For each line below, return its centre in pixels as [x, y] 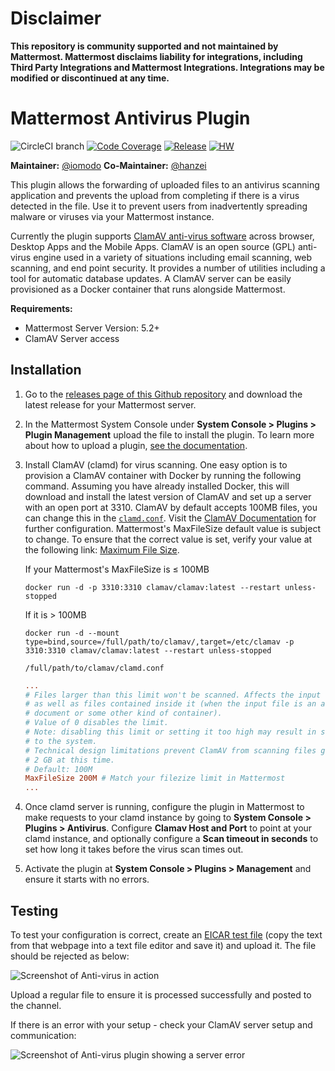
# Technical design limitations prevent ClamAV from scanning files [170, 750]
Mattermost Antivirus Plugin [130, 118]
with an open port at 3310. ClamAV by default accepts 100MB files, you [171, 507]
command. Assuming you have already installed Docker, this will [157, 486]
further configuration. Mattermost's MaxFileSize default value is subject [172, 528]
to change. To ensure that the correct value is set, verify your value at [168, 539]
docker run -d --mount [72, 633]
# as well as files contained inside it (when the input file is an [170, 704]
